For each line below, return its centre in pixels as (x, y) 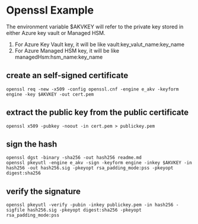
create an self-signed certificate (67, 75)
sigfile (16, 210)
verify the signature (44, 191)
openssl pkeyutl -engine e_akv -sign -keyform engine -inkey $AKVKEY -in (99, 163)
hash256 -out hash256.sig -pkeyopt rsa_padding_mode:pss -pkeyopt (90, 168)
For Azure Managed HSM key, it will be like (67, 50)
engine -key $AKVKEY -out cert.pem (50, 94)
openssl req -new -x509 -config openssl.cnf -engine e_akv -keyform (92, 89)
